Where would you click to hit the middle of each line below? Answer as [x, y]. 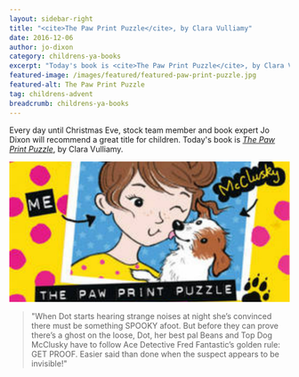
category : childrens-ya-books [65, 57]
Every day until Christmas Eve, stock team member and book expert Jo [139, 130]
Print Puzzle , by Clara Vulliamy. [66, 149]
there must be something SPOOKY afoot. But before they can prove [154, 325]
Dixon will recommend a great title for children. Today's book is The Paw [142, 139]
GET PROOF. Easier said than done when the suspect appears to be [155, 354]
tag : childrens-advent [51, 94]
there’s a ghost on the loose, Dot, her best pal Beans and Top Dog [152, 335]
